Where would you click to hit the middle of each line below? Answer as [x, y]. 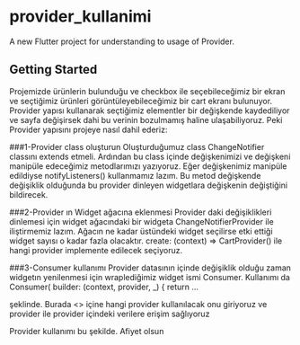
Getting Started [53, 70]
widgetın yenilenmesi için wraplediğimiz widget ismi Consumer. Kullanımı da [150, 277]
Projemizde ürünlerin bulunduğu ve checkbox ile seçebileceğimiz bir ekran [147, 91]
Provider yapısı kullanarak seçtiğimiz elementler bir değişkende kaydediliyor [150, 111]
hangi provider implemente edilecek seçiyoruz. [96, 250]
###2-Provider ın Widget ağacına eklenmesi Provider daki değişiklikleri [141, 212]
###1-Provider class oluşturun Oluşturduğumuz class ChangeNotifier [137, 146]
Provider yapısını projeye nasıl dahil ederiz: [88, 129]
